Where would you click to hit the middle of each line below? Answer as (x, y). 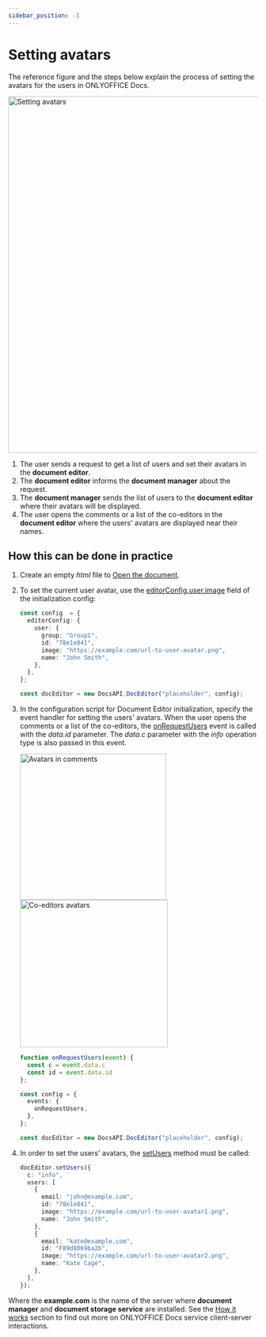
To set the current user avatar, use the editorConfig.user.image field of (135, 590)
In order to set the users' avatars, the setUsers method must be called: (135, 1152)
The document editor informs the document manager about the (125, 481)
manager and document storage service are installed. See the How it (122, 1308)
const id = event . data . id (70, 1072)
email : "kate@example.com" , (87, 1241)
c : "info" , (45, 1175)
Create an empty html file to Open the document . (99, 575)
